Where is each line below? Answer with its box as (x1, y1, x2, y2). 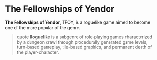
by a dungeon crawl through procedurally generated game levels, (16, 39, 148, 45)
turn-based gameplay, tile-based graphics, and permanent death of (16, 44, 152, 50)
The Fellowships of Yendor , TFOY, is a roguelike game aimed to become (5, 19, 151, 25)
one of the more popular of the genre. (5, 24, 81, 30)
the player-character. (16, 49, 59, 55)
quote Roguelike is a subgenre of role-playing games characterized (16, 34, 153, 40)
